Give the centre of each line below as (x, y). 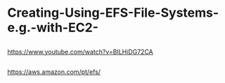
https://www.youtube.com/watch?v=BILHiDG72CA (80, 52)
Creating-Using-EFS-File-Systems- (113, 13)
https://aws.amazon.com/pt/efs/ (54, 72)
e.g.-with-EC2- (53, 28)
